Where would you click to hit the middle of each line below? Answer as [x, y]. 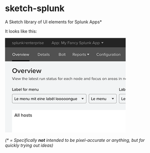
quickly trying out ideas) [29, 145]
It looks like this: [21, 31]
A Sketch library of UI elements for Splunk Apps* [54, 22]
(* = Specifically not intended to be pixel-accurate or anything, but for [75, 140]
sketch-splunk [35, 8]
